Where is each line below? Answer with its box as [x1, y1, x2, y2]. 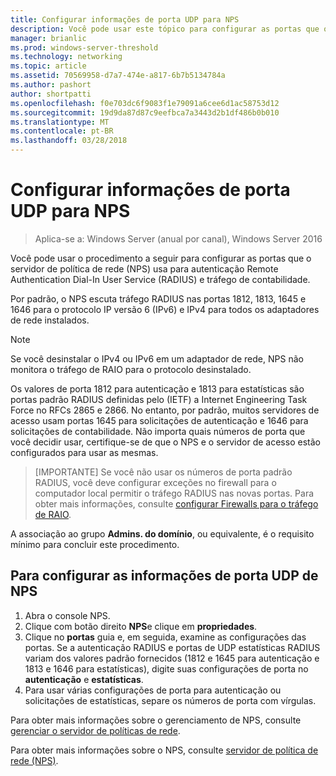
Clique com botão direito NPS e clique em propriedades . [24, 620, 258, 632]
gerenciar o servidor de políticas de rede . [10, 724, 181, 736]
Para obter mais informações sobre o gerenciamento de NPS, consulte [10, 714, 302, 726]
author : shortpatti [10, 89, 92, 99]
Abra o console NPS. [24, 609, 111, 621]
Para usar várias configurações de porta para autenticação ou [24, 684, 282, 696]
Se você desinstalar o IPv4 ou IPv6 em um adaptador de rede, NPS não [10, 352, 304, 365]
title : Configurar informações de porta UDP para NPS [10, 14, 240, 25]
